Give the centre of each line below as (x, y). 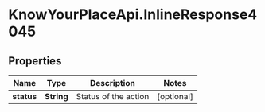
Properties (35, 61)
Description (113, 83)
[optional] (175, 97)
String (57, 97)
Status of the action (113, 97)
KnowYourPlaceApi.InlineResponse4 (133, 15)
